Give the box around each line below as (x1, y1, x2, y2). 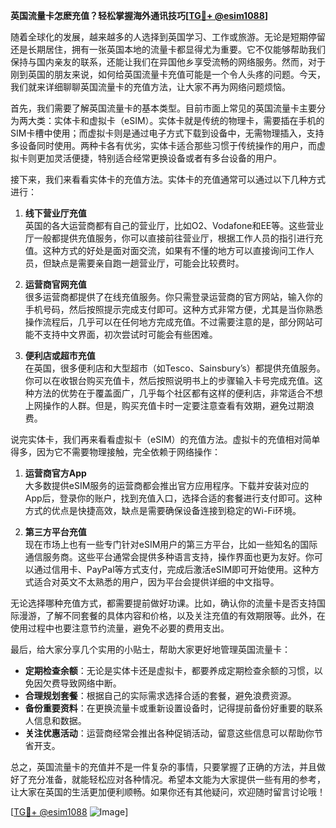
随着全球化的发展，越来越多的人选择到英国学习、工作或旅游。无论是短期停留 (10, 31, 326, 43)
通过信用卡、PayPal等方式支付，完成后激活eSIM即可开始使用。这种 (33, 564, 312, 575)
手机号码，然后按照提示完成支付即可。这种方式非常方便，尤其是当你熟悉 (24, 304, 323, 315)
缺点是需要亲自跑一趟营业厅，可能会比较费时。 (51, 257, 245, 269)
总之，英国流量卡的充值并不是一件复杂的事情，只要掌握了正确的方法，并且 (10, 761, 317, 773)
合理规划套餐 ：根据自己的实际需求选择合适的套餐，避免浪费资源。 (24, 690, 297, 701)
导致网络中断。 (59, 677, 122, 689)
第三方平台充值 (24, 526, 87, 538)
